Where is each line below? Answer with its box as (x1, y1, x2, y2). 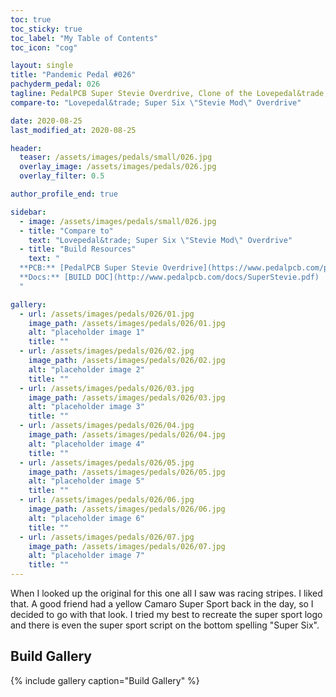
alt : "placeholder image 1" (28, 327, 145, 338)
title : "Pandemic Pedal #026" (10, 70, 137, 80)
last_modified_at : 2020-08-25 (10, 125, 137, 135)
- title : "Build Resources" (19, 244, 137, 255)
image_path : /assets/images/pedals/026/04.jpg (28, 430, 226, 440)
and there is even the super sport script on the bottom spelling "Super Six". (10, 619, 320, 631)
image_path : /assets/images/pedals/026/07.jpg (28, 541, 226, 551)
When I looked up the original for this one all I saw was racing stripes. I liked (10, 587, 323, 599)
